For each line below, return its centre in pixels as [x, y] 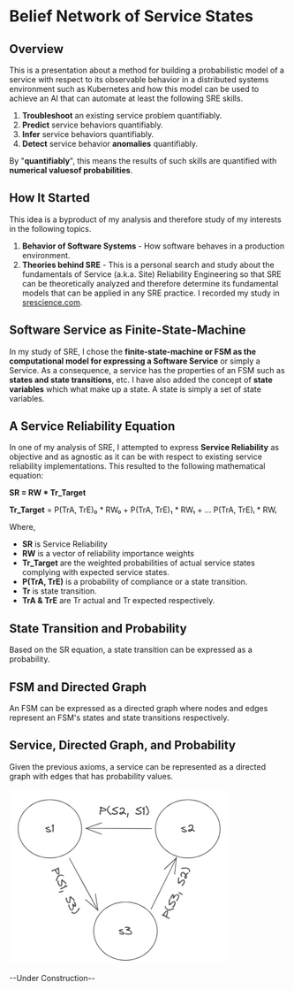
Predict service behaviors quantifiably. [92, 125]
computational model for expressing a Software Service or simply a [135, 361]
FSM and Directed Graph [78, 687]
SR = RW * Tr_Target [48, 493]
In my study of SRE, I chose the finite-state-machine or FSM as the [133, 351]
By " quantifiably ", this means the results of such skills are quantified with [143, 161]
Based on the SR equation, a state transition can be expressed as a [131, 650]
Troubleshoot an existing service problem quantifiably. [122, 115]
